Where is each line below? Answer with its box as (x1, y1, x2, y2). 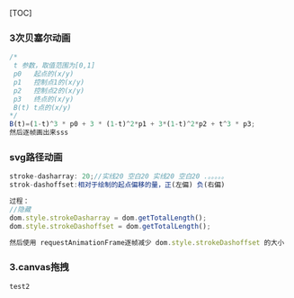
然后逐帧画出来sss (9, 128, 69, 138)
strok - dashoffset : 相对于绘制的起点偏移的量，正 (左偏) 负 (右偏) (9, 180, 226, 190)
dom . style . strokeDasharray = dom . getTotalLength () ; (9, 213, 207, 222)
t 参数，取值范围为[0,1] (13, 61, 96, 70)
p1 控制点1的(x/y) (13, 77, 85, 86)
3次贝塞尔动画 (9, 32, 71, 44)
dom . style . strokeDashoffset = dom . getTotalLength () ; (9, 221, 211, 230)
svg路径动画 (9, 150, 63, 163)
